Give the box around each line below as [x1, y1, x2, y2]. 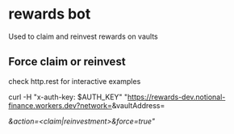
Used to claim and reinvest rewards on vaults [8, 31, 159, 41]
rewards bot [8, 5, 91, 23]
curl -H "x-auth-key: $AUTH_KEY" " [8, 92, 128, 102]
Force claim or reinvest [8, 55, 127, 69]
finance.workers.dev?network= [8, 100, 113, 110]
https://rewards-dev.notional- [127, 92, 226, 102]
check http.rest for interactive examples [8, 76, 141, 86]
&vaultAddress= [111, 100, 165, 110]
